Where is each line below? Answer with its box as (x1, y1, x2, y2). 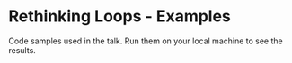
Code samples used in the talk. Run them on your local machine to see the (8, 35, 284, 46)
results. (8, 44, 37, 55)
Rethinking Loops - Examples (8, 6, 231, 27)
